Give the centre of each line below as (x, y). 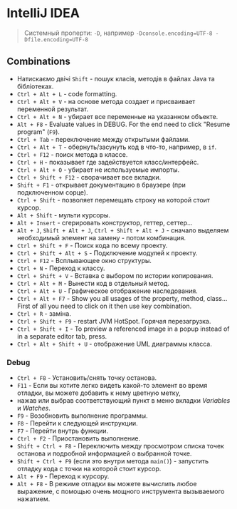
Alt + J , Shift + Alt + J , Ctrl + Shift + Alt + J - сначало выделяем (123, 230)
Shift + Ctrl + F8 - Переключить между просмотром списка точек (121, 446)
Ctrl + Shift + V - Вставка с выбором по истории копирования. (115, 275)
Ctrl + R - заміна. (44, 313)
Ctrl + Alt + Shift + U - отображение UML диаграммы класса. (115, 344)
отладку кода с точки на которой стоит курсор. (89, 469)
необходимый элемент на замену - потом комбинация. (101, 237)
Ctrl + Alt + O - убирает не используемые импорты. (98, 170)
